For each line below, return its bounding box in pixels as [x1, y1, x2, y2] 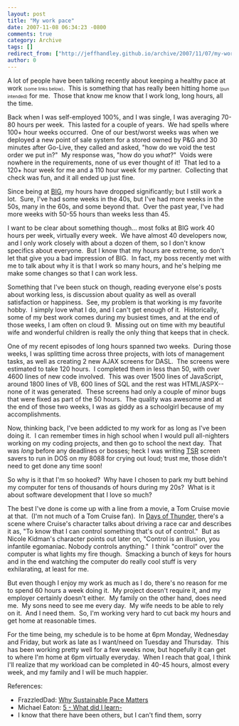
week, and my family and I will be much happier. [7, 668, 149, 676]
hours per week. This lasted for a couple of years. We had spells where [16, 120, 229, 129]
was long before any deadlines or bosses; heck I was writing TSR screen [7, 446, 221, 455]
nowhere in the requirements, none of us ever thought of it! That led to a [7, 158, 221, 167]
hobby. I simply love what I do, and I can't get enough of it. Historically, [7, 305, 219, 314]
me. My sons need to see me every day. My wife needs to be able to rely [7, 601, 224, 609]
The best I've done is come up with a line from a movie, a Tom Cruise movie [7, 504, 230, 512]
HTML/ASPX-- [181, 379, 224, 388]
